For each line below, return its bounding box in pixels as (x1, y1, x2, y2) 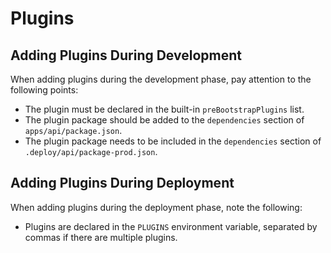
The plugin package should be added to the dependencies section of (24, 114, 305, 126)
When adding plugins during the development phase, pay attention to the (10, 73, 312, 85)
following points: (10, 84, 79, 96)
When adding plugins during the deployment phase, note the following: (10, 201, 303, 213)
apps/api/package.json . (24, 125, 123, 136)
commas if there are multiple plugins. (24, 231, 178, 243)
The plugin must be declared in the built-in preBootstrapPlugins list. (24, 103, 305, 115)
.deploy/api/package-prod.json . (24, 146, 158, 157)
